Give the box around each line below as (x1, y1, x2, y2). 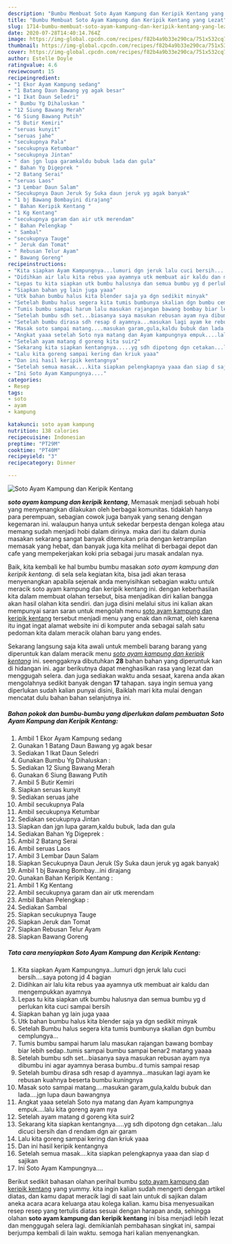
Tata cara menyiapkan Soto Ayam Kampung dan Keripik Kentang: (8, 948, 201, 956)
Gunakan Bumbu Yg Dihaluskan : (17, 756, 111, 764)
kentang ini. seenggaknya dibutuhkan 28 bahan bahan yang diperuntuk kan (8, 657, 222, 665)
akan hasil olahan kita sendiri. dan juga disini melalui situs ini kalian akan (8, 599, 213, 607)
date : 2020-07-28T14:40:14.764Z (8, 29, 101, 37)
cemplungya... (17, 1031, 59, 1040)
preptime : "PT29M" (8, 440, 61, 447)
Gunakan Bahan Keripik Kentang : (17, 874, 113, 882)
